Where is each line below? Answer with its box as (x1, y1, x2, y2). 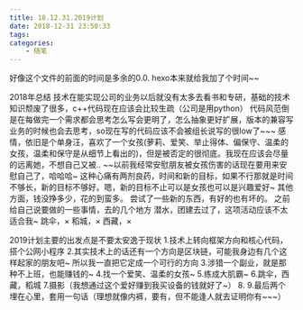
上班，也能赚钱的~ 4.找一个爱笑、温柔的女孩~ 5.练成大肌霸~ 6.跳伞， (24, 269, 282, 279)
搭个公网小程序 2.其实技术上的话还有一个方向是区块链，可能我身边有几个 (9, 246, 280, 257)
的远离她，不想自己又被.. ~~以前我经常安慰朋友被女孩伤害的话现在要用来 (9, 160, 280, 170)
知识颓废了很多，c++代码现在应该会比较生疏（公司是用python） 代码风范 (9, 103, 282, 114)
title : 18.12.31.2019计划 (9, 13, 104, 23)
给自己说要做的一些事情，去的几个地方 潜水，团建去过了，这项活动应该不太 (9, 205, 289, 215)
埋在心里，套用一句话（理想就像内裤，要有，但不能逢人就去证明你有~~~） (9, 291, 286, 302)
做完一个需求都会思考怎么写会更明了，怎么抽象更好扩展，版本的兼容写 (32, 114, 294, 125)
